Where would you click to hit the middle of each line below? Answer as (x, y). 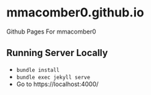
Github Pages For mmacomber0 (51, 31)
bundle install (38, 70)
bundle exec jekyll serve (53, 77)
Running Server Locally (57, 53)
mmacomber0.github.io (75, 13)
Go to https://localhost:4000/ (57, 84)
